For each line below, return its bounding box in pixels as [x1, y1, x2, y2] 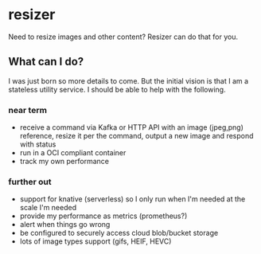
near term [8, 104, 48, 115]
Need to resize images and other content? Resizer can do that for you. [8, 32, 239, 41]
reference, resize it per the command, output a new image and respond [19, 131, 254, 141]
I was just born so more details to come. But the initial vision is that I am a [8, 76, 249, 85]
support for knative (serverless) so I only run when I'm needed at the [19, 194, 246, 204]
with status [19, 139, 56, 149]
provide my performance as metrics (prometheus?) [19, 211, 188, 221]
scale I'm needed [19, 203, 77, 213]
